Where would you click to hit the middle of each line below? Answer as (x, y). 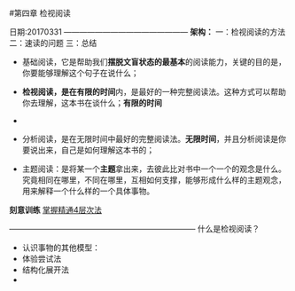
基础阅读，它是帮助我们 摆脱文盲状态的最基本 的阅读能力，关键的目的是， (154, 62)
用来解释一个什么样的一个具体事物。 (88, 191)
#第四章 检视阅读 (40, 13)
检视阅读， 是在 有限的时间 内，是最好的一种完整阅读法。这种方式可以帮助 (154, 92)
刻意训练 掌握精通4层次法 (55, 210)
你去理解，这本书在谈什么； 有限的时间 (92, 103)
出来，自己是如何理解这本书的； (96, 150)
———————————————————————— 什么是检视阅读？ (134, 228)
